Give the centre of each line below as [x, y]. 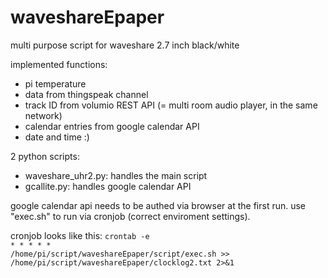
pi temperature [55, 83]
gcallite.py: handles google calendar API [108, 186]
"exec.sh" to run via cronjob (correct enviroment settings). [130, 216]
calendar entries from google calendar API [112, 126]
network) [43, 115]
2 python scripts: [45, 156]
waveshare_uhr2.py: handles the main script [116, 175]
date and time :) [57, 137]
